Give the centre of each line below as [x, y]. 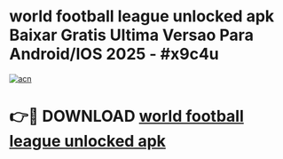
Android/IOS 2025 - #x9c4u [114, 54]
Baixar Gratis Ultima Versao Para [132, 35]
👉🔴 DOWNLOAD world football [126, 116]
